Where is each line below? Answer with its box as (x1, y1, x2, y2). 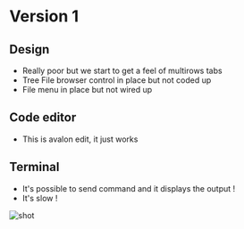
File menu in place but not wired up (21, 85, 153, 94)
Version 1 (9, 6, 79, 27)
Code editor (9, 110, 77, 126)
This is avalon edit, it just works (21, 134, 139, 144)
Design (9, 42, 50, 57)
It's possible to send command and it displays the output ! (21, 183, 236, 193)
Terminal (9, 159, 60, 175)
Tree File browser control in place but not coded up (21, 75, 212, 86)
